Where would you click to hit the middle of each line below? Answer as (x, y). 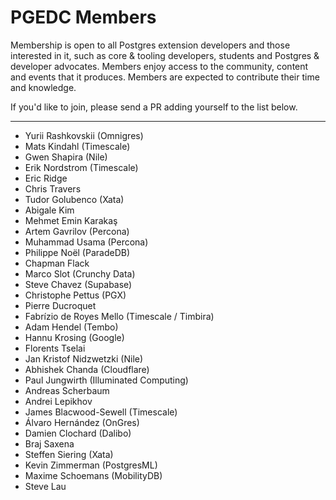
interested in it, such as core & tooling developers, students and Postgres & (165, 55)
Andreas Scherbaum (67, 390)
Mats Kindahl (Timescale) (77, 146)
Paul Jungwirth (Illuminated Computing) (106, 380)
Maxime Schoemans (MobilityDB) (93, 475)
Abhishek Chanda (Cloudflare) (87, 369)
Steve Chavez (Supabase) (78, 284)
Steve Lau (45, 486)
